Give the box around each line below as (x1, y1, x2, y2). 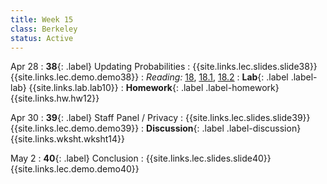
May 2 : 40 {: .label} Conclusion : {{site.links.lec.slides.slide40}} (10, 152, 272, 165)
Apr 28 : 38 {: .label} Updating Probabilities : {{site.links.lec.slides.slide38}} (10, 61, 318, 73)
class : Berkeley (10, 24, 78, 34)
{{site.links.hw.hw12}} (10, 92, 100, 105)
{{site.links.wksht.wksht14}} (10, 133, 125, 145)
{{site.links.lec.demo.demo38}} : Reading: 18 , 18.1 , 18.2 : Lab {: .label (10, 71, 289, 83)
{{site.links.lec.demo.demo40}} (10, 163, 140, 175)
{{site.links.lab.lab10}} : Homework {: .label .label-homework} (28, 82, 280, 94)
